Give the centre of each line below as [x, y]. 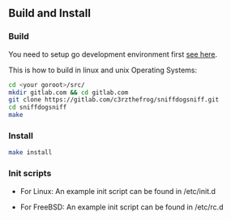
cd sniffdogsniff [38, 108]
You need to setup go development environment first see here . [113, 54]
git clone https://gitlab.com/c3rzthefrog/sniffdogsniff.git [114, 100]
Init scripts [30, 174]
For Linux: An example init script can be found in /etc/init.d [118, 191]
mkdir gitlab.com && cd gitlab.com [68, 93]
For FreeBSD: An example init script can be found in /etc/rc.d [122, 207]
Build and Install [50, 13]
